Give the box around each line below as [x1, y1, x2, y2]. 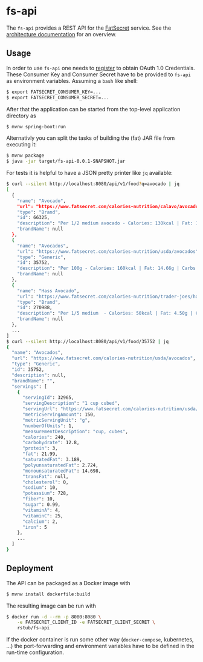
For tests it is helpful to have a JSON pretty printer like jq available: [6, 169, 173, 177]
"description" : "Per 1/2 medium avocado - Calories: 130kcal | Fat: [17, 220, 193, 226]
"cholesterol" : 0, [22, 479, 69, 485]
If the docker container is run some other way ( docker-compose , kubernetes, [6, 636, 194, 643]
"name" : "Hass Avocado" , [17, 287, 80, 294]
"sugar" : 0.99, [22, 502, 61, 508]
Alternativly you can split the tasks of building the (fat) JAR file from [6, 134, 175, 142]
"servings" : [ [11, 383, 47, 390]
